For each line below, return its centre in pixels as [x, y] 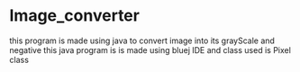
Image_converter [74, 16]
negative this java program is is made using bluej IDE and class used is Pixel [150, 49]
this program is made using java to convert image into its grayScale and [142, 40]
